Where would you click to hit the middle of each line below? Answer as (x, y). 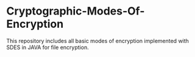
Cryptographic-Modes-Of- (76, 11)
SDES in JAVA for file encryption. (48, 47)
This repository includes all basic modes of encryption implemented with (97, 41)
